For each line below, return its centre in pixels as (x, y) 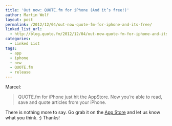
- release (20, 73)
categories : (18, 39)
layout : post (19, 20)
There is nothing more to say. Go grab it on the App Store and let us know (83, 112)
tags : (11, 48)
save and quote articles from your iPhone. (62, 102)
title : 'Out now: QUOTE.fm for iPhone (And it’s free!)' (67, 10)
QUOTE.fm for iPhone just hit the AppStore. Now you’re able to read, (90, 97)
